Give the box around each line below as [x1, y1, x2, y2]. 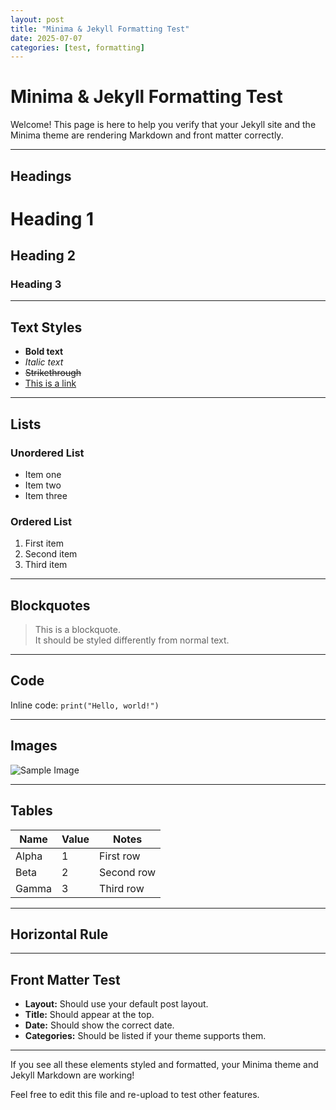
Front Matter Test [10, 971, 121, 988]
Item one [24, 468, 62, 480]
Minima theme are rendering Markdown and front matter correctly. [10, 129, 284, 141]
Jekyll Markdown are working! [10, 1069, 135, 1081]
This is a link [24, 377, 77, 390]
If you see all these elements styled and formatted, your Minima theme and [10, 1059, 319, 1071]
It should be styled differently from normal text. [34, 634, 230, 646]
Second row [99, 865, 157, 879]
